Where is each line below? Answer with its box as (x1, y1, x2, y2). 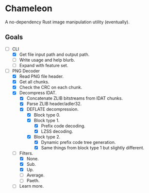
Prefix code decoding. (41, 123, 86, 129)
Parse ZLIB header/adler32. (26, 101, 82, 107)
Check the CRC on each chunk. (19, 85, 83, 90)
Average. (26, 172, 45, 178)
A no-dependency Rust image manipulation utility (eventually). (5, 19, 130, 25)
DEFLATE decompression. (26, 106, 79, 112)
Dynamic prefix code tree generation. (41, 139, 116, 145)
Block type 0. (33, 112, 61, 118)
